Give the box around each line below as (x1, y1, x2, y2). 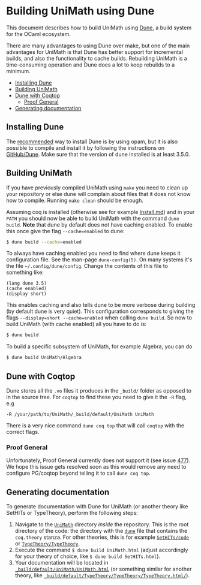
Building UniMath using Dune (6, 4, 155, 18)
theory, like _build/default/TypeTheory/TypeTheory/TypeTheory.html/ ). (14, 572, 190, 579)
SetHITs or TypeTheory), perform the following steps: (6, 509, 138, 517)
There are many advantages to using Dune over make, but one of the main (6, 42, 190, 49)
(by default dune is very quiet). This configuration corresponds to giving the (6, 307, 194, 315)
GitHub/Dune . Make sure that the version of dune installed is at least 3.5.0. (6, 150, 190, 158)
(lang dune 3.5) (6, 281, 47, 287)
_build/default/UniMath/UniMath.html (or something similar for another (14, 565, 192, 573)
